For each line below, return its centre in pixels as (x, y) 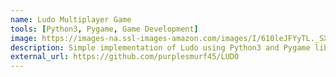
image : (24, 38)
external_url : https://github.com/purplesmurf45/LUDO (125, 57)
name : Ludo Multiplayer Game (71, 19)
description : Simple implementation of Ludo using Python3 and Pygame (160, 47)
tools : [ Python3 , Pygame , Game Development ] (104, 29)
